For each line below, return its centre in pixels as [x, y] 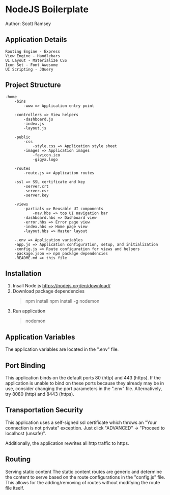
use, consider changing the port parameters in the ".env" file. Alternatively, [84, 389]
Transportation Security [44, 410]
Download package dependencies [49, 291]
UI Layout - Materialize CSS [36, 60]
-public [22, 137]
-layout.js [35, 128]
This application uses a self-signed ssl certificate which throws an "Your [81, 422]
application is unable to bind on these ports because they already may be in [85, 383]
